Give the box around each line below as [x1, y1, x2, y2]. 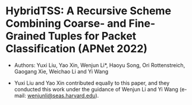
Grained [5, 30, 46, 43]
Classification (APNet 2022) [5, 42, 148, 56]
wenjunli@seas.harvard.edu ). [27, 92, 99, 99]
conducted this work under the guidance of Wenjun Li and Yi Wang [14, 85, 179, 93]
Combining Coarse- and [5, 17, 127, 30]
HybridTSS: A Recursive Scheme [5, 4, 172, 18]
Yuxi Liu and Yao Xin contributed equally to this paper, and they [14, 79, 170, 87]
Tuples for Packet [48, 30, 137, 43]
